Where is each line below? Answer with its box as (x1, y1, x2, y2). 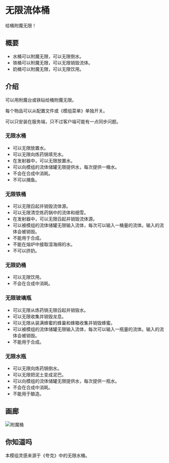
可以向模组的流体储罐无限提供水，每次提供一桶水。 (12, 164, 120, 170)
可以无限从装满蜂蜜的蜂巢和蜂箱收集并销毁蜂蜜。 (12, 320, 115, 326)
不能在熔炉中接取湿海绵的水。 (12, 241, 75, 247)
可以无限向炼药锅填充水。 (12, 151, 66, 157)
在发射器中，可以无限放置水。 (12, 157, 75, 163)
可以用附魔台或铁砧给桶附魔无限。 (5, 97, 77, 103)
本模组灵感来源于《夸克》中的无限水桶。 (5, 452, 90, 458)
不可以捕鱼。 (12, 177, 40, 183)
